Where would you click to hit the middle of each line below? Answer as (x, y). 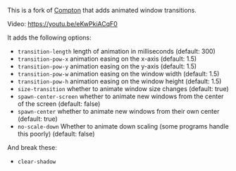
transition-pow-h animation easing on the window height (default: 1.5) (119, 81)
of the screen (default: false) (59, 104)
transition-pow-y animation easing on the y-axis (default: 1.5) (107, 66)
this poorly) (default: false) (56, 134)
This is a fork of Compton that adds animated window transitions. (102, 10)
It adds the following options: (49, 37)
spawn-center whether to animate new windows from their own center (118, 111)
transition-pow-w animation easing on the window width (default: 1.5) (118, 74)
